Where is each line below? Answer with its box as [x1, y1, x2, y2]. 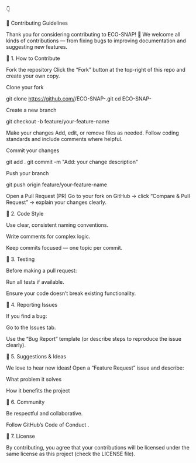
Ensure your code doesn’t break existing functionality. [6, 290, 136, 297]
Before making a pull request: [6, 267, 77, 274]
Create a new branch [6, 106, 57, 113]
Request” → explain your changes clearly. [6, 199, 107, 206]
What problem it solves [6, 376, 62, 383]
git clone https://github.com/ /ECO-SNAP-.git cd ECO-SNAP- [6, 95, 152, 102]
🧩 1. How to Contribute [6, 55, 60, 62]
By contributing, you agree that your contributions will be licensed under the [6, 444, 190, 451]
